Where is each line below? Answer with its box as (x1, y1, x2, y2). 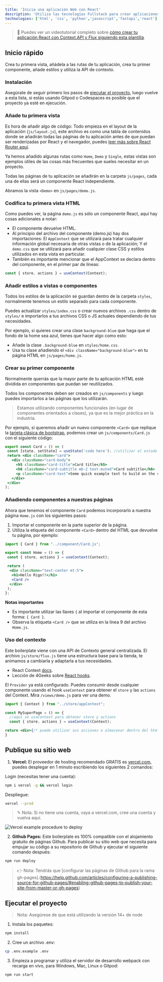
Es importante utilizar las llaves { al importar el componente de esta (12, 609, 147, 615)
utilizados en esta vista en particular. (12, 251, 86, 257)
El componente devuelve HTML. (12, 225, 77, 231)
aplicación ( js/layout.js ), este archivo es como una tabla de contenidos (5, 128, 150, 134)
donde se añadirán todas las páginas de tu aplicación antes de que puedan (5, 133, 155, 139)
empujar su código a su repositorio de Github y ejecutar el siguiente (12, 844, 148, 850)
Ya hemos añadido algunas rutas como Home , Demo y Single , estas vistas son (5, 153, 156, 159)
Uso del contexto (5, 636, 46, 643)
